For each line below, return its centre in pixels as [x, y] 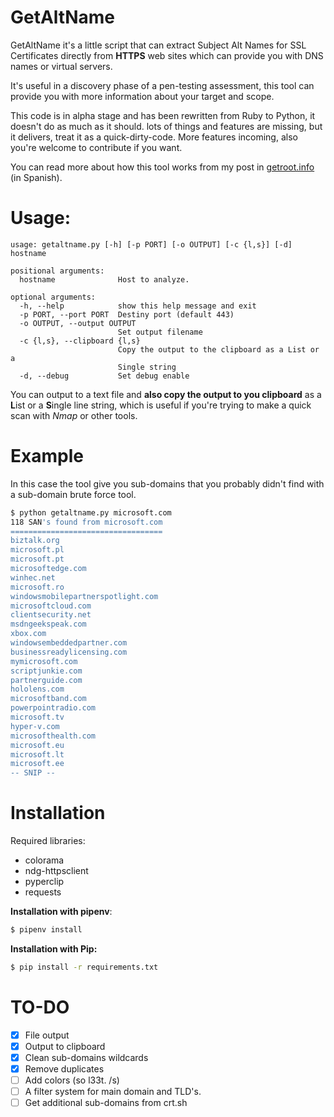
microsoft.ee [37, 764]
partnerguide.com [46, 680]
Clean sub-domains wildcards [86, 1057]
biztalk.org [35, 541]
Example [47, 456]
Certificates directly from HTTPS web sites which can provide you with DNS [167, 55]
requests [43, 892]
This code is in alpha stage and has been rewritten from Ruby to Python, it [163, 115]
